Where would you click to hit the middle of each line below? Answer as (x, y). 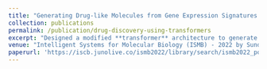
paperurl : (25, 52)
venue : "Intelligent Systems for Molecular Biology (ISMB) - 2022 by (126, 45)
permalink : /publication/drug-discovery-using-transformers (110, 30)
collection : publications (51, 23)
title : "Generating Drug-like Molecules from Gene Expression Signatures (133, 15)
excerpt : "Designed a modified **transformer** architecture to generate (133, 38)
